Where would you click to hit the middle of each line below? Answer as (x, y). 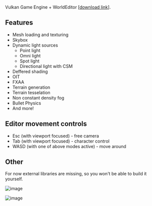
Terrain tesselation (31, 92)
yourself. (14, 179)
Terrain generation (31, 87)
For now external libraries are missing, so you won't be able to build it (76, 174)
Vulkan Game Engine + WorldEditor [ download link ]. (58, 7)
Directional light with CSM (46, 66)
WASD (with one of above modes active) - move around (69, 146)
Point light (30, 50)
